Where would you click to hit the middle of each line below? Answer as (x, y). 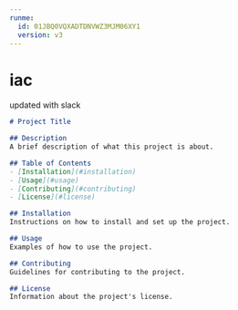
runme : (22, 18)
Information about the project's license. (91, 297)
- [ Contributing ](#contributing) (73, 189)
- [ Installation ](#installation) (73, 171)
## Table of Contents (51, 163)
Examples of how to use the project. (81, 247)
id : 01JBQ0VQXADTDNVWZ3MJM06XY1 (79, 26)
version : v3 (41, 35)
